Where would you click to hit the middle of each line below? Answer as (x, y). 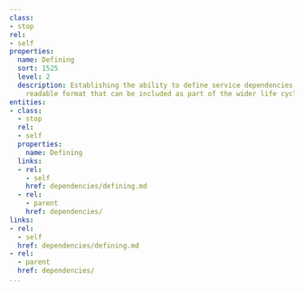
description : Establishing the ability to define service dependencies (156, 85)
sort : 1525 (38, 69)
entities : (28, 102)
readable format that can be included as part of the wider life (152, 93)
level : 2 (34, 77)
